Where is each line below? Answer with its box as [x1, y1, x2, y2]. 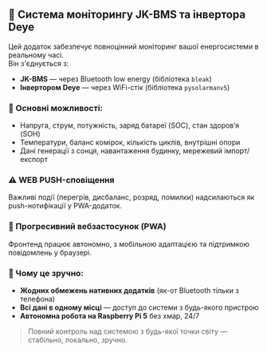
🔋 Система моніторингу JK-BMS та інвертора [8, 8, 245, 22]
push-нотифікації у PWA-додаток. [8, 201, 122, 211]
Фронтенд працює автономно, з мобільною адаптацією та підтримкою [8, 239, 249, 248]
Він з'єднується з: [8, 58, 69, 68]
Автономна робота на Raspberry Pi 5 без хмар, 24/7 [19, 311, 200, 320]
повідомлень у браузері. [8, 247, 92, 257]
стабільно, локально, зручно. [27, 335, 128, 344]
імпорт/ [224, 146, 249, 156]
